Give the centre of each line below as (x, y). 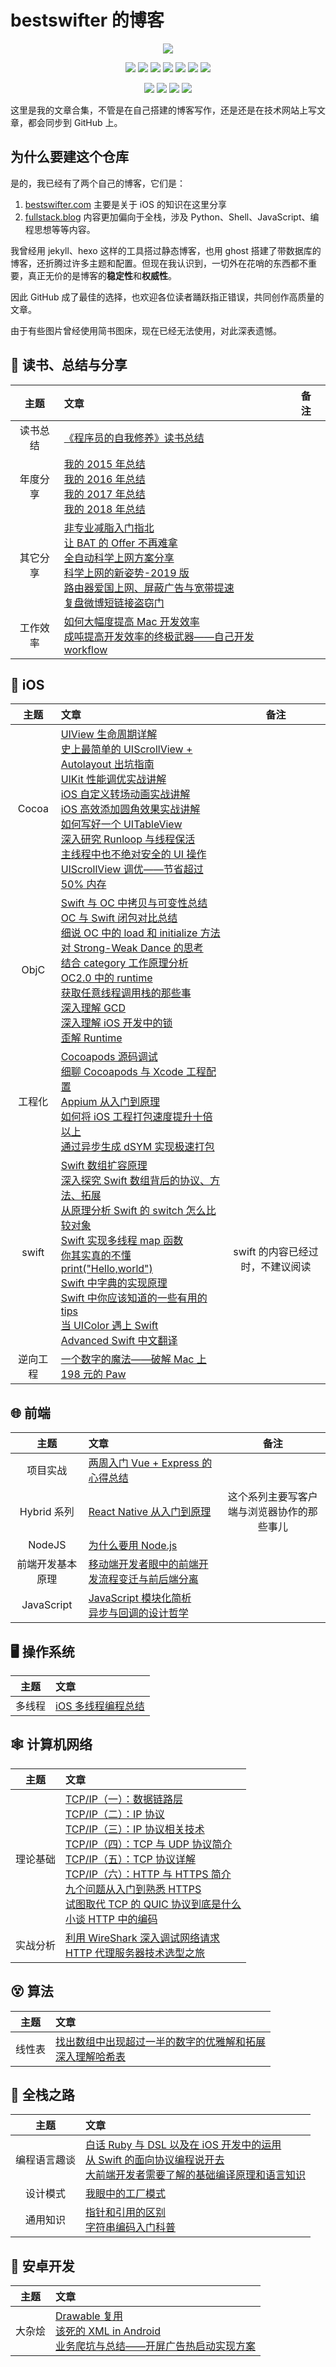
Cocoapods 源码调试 (109, 1057)
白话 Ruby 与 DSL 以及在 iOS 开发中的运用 (183, 2145)
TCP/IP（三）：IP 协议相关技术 (135, 1829)
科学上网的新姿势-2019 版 (126, 573)
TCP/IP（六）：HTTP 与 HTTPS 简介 (148, 1874)
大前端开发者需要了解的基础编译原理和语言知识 (196, 2175)
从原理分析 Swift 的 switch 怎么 (133, 1211)
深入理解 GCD (93, 1008)
